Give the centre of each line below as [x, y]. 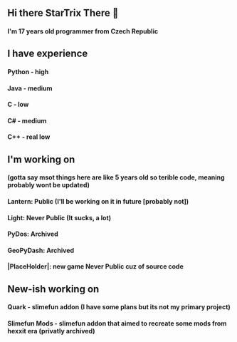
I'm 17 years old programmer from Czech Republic [83, 31]
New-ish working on [53, 289]
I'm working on [41, 159]
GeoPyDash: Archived [41, 250]
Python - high [28, 71]
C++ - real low [29, 137]
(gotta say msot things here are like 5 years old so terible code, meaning [116, 177]
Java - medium [30, 88]
